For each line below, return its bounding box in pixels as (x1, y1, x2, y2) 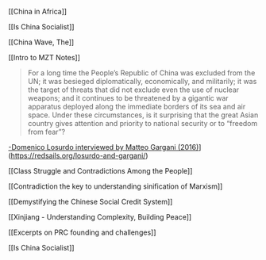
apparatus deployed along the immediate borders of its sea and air (27, 102, 246, 111)
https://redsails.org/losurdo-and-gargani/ (10, 151, 146, 160)
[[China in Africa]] (8, 7, 67, 16)
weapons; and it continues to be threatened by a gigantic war (27, 94, 229, 102)
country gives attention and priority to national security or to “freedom (27, 119, 258, 128)
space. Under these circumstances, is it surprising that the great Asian (27, 110, 259, 120)
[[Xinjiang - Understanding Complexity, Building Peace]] (8, 212, 192, 221)
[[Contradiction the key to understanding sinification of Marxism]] (8, 182, 223, 191)
